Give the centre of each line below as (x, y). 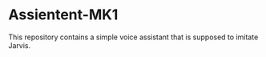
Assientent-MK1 (63, 15)
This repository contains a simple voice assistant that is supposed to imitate (133, 37)
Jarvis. (20, 45)
